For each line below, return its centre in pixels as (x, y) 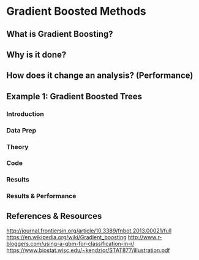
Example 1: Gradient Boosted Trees (74, 96)
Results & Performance (41, 196)
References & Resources (54, 216)
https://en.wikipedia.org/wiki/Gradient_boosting (66, 237)
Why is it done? (36, 54)
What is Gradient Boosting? (60, 34)
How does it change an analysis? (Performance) (100, 76)
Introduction (25, 113)
